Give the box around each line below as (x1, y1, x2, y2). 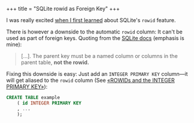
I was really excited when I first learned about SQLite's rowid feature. (6, 17, 176, 23)
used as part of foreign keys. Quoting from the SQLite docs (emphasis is (6, 35, 184, 41)
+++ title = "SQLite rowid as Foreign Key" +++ (6, 5, 120, 12)
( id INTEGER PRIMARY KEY (17, 100, 82, 106)
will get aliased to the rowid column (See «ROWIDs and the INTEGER (6, 77, 175, 84)
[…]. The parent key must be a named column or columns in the (20, 53, 178, 59)
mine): (6, 41, 22, 48)
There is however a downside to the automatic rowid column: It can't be (6, 28, 183, 35)
